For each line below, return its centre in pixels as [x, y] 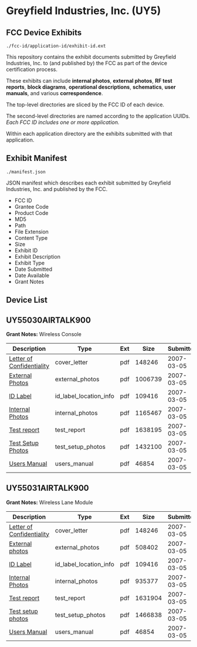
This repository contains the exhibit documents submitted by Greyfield [91, 57]
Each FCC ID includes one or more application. [63, 122]
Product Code [31, 213]
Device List [27, 300]
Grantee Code [31, 206]
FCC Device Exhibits [44, 33]
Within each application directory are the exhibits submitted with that [89, 134]
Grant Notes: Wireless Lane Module [50, 502]
